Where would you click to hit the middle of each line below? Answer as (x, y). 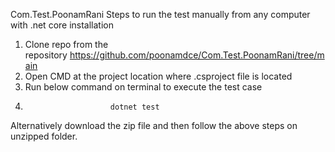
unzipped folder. (44, 136)
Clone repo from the (66, 44)
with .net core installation (62, 25)
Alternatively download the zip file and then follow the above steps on (154, 125)
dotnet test (134, 107)
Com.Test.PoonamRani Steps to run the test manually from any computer (160, 14)
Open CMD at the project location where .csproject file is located (158, 76)
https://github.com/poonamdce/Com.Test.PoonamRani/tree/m (197, 55)
